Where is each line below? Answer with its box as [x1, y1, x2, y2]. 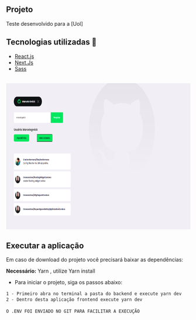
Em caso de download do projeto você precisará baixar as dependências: [6, 256, 183, 263]
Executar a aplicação [6, 241, 84, 251]
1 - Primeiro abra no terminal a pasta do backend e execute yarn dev [6, 291, 182, 297]
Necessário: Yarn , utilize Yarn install [6, 267, 95, 274]
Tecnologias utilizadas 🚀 [6, 37, 97, 47]
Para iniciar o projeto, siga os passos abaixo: [14, 279, 123, 286]
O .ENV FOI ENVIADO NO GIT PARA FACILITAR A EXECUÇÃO [6, 308, 140, 315]
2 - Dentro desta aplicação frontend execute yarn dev [6, 297, 143, 303]
